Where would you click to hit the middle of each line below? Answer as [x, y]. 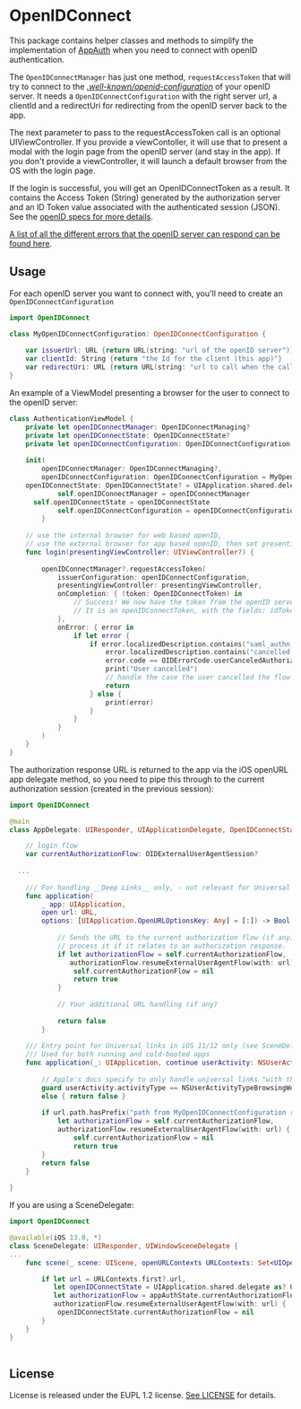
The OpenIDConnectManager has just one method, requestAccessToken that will [150, 76]
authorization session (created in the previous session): [112, 788]
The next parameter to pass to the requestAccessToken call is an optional [145, 132]
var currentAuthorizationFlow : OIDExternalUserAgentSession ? [142, 854]
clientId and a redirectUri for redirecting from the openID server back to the [148, 105]
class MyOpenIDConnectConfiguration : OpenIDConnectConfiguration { [138, 334]
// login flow [52, 846]
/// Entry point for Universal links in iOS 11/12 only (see [142, 1046]
